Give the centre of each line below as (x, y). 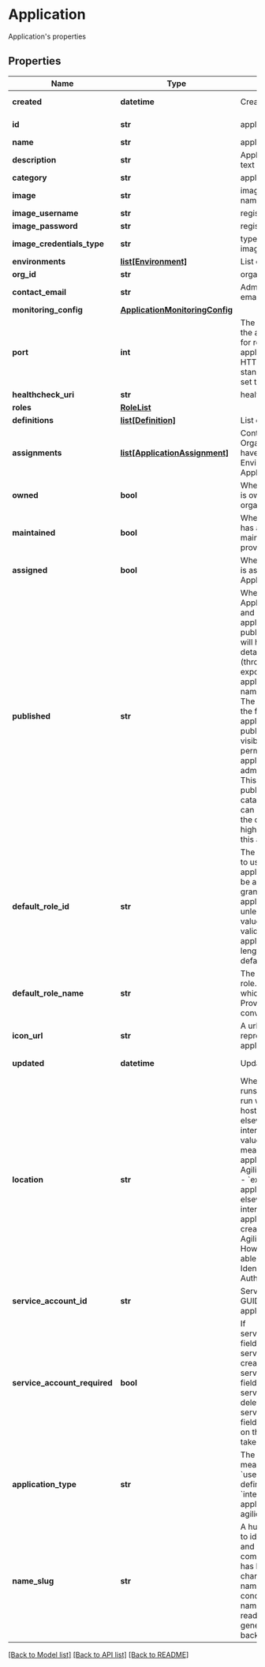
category (30, 178)
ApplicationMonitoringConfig (177, 309)
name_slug (33, 1581)
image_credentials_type (58, 244)
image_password (45, 226)
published (32, 716)
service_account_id (50, 1301)
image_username (45, 213)
